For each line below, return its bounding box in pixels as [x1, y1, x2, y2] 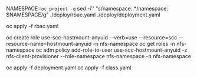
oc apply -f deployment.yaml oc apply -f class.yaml [6, 64, 132, 71]
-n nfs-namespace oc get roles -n [93, 41, 176, 47]
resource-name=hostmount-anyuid [6, 41, 92, 47]
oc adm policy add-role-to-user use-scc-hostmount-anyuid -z [35, 46, 188, 53]
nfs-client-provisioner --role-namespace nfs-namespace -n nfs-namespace [6, 53, 192, 59]
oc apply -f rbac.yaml [6, 23, 59, 29]
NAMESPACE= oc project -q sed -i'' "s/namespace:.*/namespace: [6, 5, 168, 12]
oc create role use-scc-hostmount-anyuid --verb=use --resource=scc [6, 34, 178, 41]
